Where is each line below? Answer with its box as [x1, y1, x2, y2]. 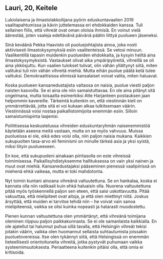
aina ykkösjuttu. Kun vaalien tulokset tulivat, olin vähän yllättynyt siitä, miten [5, 62, 158, 68]
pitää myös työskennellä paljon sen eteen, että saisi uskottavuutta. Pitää [5, 188, 150, 194]
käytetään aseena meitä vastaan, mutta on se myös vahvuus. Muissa [5, 128, 143, 133]
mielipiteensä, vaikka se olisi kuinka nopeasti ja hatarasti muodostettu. [5, 203, 146, 209]
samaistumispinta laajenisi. [5, 113, 59, 119]
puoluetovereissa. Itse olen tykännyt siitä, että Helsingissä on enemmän [5, 234, 149, 240]
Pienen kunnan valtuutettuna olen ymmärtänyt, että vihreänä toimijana [5, 213, 146, 219]
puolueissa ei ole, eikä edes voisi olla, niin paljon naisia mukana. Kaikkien [5, 133, 152, 139]
